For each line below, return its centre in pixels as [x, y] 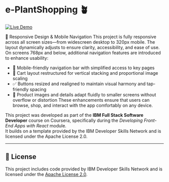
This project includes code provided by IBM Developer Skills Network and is [84, 169]
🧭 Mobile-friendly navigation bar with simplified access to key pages [83, 68]
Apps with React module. [40, 125]
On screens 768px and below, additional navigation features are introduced [83, 53]
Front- [150, 120]
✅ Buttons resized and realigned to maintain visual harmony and [79, 84]
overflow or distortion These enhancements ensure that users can [81, 100]
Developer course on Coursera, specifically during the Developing [74, 120]
